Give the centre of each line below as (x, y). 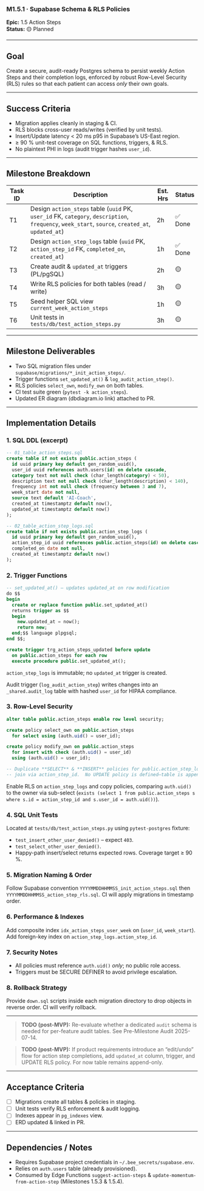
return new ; (32, 627)
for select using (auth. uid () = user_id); (66, 736)
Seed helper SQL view (62, 301)
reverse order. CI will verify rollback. (52, 1008)
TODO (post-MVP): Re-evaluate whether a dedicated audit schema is (109, 1025)
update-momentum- (175, 1176)
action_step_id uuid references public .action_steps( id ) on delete (99, 543)
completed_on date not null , (49, 548)
